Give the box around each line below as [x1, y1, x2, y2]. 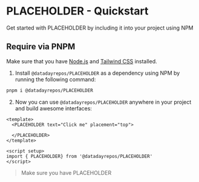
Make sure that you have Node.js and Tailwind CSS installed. [6, 57, 157, 64]
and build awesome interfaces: [15, 104, 93, 112]
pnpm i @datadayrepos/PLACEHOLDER [6, 87, 94, 93]
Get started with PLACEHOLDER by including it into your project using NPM [6, 24, 194, 31]
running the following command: [15, 75, 96, 83]
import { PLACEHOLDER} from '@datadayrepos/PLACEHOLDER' [6, 153, 153, 159]
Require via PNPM [6, 42, 76, 52]
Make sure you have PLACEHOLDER [21, 169, 112, 176]
